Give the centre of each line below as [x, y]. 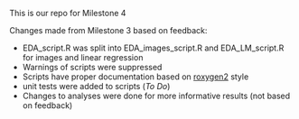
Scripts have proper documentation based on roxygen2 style [135, 77]
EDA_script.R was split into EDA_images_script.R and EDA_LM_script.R [153, 48]
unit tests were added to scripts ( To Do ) [96, 86]
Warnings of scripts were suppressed [92, 67]
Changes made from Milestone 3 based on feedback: [108, 30]
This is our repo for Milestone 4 [68, 13]
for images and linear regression [83, 57]
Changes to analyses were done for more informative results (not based [156, 96]
